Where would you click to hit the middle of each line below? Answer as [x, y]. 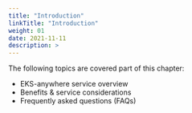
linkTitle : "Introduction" [53, 23]
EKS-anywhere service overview [74, 84]
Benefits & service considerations [76, 92]
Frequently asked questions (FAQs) [78, 101]
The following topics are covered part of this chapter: [96, 68]
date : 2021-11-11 [37, 38]
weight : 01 [27, 30]
